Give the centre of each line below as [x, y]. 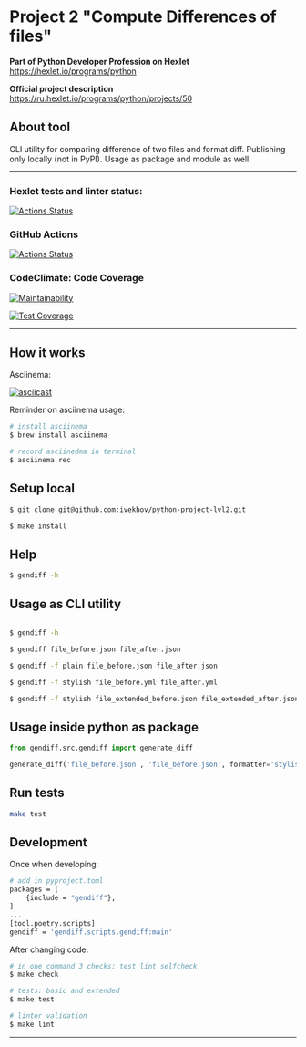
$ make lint [32, 1024]
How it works [47, 353]
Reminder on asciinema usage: [67, 410]
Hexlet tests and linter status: [76, 191]
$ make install [38, 526]
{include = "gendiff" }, [71, 898]
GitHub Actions [44, 234]
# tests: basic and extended [65, 991]
